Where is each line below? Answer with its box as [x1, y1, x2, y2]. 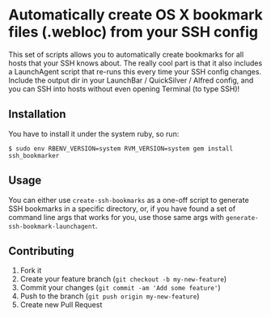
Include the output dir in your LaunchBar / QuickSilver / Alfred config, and [8, 75, 254, 85]
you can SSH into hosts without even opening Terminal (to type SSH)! [8, 83, 240, 94]
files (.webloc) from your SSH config [8, 23, 259, 41]
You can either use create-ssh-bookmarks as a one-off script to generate [8, 195, 249, 205]
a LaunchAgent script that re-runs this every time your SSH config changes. [8, 66, 261, 76]
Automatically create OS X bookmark [8, 6, 263, 24]
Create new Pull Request [19, 300, 103, 310]
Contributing [8, 244, 74, 258]
